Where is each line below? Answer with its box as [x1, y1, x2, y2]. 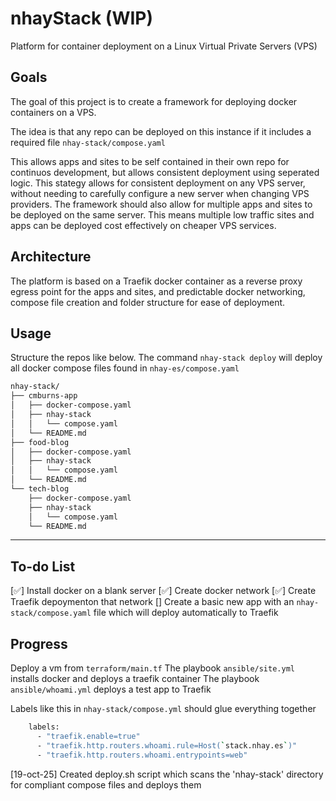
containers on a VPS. [10, 106, 97, 118]
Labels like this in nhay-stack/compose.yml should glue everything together [10, 703, 317, 714]
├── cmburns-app [10, 391, 78, 401]
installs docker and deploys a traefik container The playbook [10, 673, 260, 684]
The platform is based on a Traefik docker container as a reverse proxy [10, 275, 303, 287]
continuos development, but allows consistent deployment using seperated [10, 166, 320, 178]
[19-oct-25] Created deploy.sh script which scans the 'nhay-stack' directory [10, 768, 324, 780]
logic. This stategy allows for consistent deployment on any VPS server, [10, 177, 306, 189]
